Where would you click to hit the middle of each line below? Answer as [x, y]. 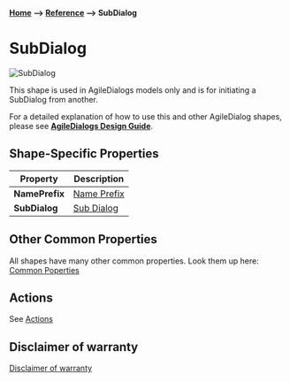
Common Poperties [44, 270]
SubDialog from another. [54, 99]
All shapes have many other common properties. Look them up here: [134, 261]
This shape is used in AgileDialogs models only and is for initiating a [133, 90]
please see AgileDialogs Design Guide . [81, 126]
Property [39, 179]
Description [99, 179]
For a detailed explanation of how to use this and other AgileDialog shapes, [146, 116]
